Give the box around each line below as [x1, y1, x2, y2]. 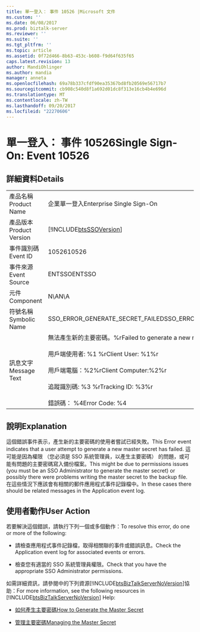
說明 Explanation [6, 421, 67, 431]
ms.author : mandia [6, 70, 52, 76]
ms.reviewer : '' [6, 31, 46, 37]
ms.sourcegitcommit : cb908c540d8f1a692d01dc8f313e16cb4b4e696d [6, 86, 167, 92]
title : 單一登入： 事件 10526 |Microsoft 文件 [6, 8, 116, 15]
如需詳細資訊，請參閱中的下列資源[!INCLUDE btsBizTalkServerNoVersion [6, 580, 183, 587]
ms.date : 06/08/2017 [6, 20, 58, 26]
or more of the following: [6, 530, 67, 536]
